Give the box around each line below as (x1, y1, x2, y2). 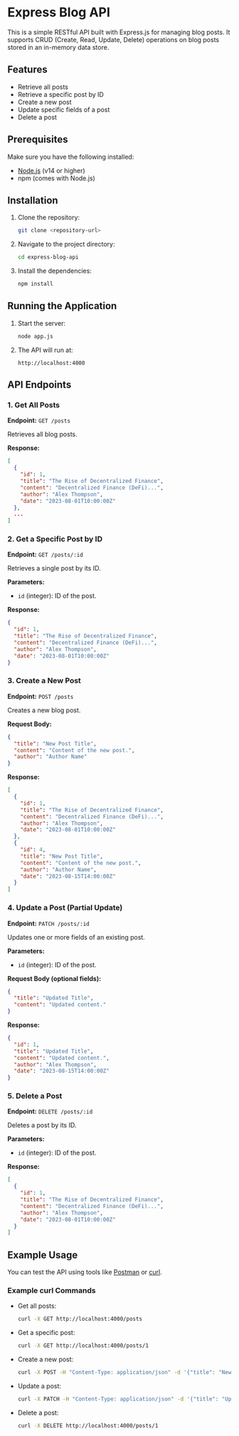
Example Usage (7, 1249, 78, 1261)
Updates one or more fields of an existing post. (7, 932, 146, 941)
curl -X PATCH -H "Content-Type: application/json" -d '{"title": (17, 1395, 219, 1403)
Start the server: (17, 318, 66, 328)
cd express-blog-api (17, 254, 79, 261)
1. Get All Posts (7, 400, 60, 410)
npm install (17, 281, 53, 288)
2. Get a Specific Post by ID (7, 534, 103, 544)
